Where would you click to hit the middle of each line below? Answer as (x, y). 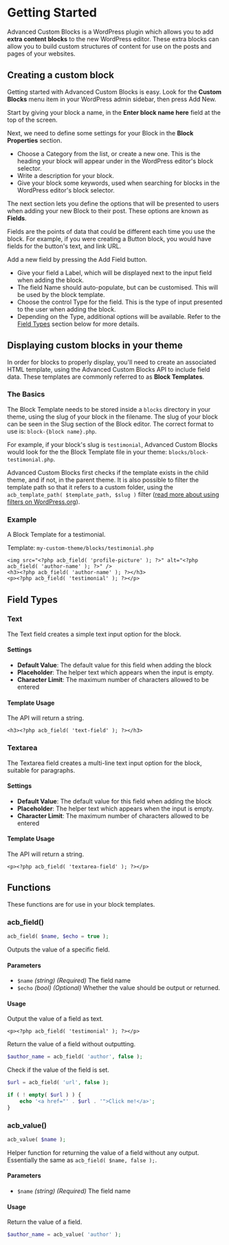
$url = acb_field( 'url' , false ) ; (58, 1083)
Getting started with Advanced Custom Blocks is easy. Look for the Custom (115, 91)
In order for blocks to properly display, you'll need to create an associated (112, 362)
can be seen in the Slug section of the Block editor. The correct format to (111, 423)
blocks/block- (188, 452)
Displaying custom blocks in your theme (95, 345)
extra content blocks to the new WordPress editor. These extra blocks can (113, 38)
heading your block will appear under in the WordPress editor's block (115, 161)
